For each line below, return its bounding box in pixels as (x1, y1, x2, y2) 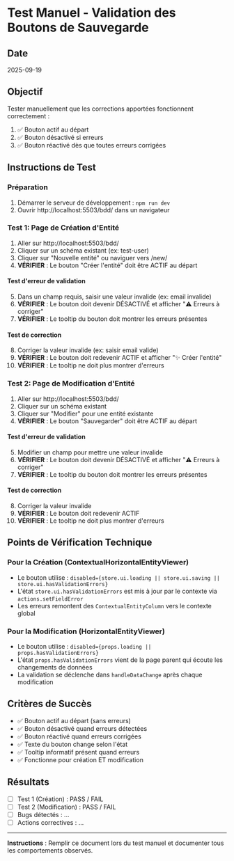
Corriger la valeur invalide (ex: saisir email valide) (17, 346, 159, 354)
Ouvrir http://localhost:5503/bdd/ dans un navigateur (17, 205, 170, 214)
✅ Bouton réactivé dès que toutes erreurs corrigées (17, 141, 166, 149)
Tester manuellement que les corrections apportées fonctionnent (7, 104, 194, 113)
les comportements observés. (7, 846, 93, 854)
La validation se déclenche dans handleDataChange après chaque (17, 670, 203, 679)
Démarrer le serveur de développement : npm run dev (17, 198, 171, 207)
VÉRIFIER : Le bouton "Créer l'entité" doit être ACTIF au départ (17, 261, 198, 269)
